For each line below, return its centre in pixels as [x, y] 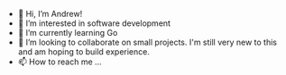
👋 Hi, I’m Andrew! [50, 14]
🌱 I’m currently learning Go [68, 33]
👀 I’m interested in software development [94, 23]
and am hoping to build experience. [84, 52]
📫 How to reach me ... [60, 62]
